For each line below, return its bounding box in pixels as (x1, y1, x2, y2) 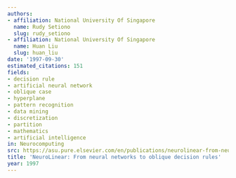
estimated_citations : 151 (7, 62, 83, 69)
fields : (7, 69, 30, 76)
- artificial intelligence (7, 134, 86, 141)
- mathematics (7, 128, 49, 135)
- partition (7, 121, 42, 128)
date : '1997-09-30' (7, 56, 65, 63)
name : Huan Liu (13, 43, 58, 50)
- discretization (7, 114, 58, 121)
